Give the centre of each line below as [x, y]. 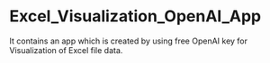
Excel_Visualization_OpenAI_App [135, 16]
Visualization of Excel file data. [66, 50]
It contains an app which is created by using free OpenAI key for [129, 41]
